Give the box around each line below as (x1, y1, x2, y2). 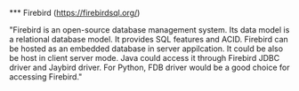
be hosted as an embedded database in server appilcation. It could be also (9, 43, 283, 54)
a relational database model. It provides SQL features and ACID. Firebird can (9, 34, 289, 44)
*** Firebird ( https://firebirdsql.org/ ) (9, 8, 141, 18)
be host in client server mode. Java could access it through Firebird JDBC (9, 53, 280, 63)
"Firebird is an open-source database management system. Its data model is (9, 25, 290, 34)
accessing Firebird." (9, 72, 83, 82)
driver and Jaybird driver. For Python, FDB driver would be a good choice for (9, 62, 290, 72)
